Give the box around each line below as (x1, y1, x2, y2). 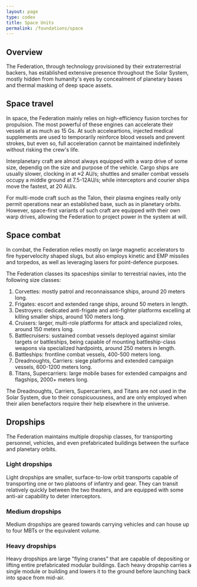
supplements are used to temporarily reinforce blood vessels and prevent (6, 133, 185, 140)
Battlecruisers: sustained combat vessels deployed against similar (14, 332, 176, 339)
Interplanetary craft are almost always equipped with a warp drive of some (6, 158, 188, 165)
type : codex (6, 14, 35, 20)
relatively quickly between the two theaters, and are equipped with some (6, 486, 184, 493)
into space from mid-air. (6, 574, 65, 581)
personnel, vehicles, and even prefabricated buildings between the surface (6, 439, 189, 446)
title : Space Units (6, 20, 54, 25)
